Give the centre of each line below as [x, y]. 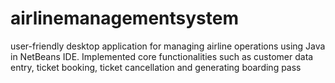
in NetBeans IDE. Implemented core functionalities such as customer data [162, 56]
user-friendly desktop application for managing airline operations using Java [168, 46]
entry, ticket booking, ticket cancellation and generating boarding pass [156, 67]
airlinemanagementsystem [124, 18]
